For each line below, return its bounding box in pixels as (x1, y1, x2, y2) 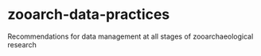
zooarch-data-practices (7, 6, 170, 24)
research (7, 39, 37, 49)
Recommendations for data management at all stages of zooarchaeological (7, 32, 254, 41)
